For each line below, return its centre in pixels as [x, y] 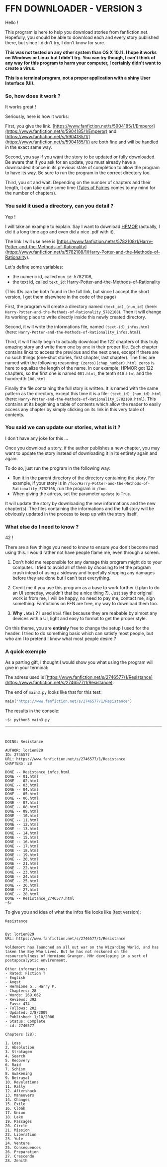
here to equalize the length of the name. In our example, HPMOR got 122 [79, 368]
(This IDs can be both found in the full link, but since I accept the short [77, 291]
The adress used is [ [26, 677]
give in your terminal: [27, 668]
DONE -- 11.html [22, 820]
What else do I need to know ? [42, 527]
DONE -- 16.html [22, 842]
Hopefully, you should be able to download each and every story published [82, 37]
